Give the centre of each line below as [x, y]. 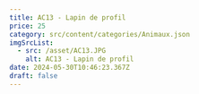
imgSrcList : [31, 43]
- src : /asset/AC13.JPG [61, 51]
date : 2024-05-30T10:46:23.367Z [69, 68]
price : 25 [28, 26]
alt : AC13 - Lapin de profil [80, 59]
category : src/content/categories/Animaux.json [100, 34]
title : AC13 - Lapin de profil [68, 17]
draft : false [34, 76]
